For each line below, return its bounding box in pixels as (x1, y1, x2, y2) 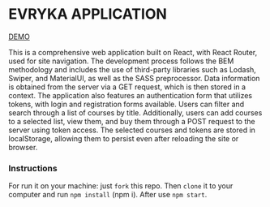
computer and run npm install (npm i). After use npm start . (8, 190, 208, 200)
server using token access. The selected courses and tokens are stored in (8, 125, 255, 135)
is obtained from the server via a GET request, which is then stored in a (8, 82, 246, 92)
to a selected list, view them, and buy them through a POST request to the (8, 116, 255, 126)
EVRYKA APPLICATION (8, 5, 168, 24)
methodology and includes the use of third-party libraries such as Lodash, (8, 64, 257, 74)
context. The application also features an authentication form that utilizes (8, 90, 253, 100)
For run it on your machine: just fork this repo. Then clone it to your (8, 181, 234, 191)
